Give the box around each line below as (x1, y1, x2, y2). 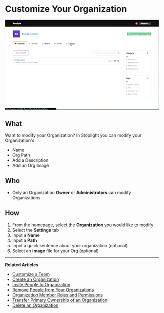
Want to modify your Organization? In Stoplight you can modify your (5, 133, 142, 138)
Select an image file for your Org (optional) (12, 248, 99, 254)
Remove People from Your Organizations (12, 287, 94, 293)
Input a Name (12, 232, 40, 238)
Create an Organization (12, 276, 59, 282)
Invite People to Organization (12, 281, 71, 287)
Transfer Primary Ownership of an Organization (12, 297, 108, 303)
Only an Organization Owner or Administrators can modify (12, 189, 131, 196)
